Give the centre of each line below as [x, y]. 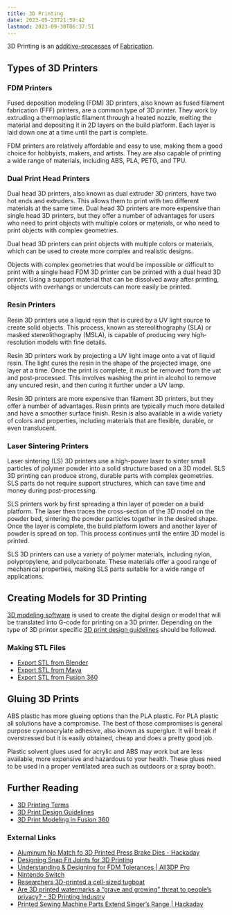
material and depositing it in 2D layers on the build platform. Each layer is [111, 125]
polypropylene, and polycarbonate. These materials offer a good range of [112, 561]
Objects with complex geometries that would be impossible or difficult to [111, 265]
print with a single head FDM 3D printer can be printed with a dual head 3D [114, 272]
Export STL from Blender [53, 662]
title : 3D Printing [35, 14]
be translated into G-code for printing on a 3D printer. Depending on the [110, 622]
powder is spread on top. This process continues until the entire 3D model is [116, 533]
